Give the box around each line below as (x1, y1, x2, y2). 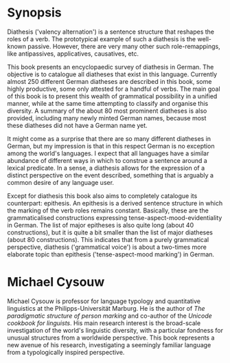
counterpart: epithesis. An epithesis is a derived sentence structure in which (7, 199, 223, 207)
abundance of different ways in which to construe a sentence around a (7, 156, 207, 164)
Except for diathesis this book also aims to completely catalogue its (7, 191, 198, 200)
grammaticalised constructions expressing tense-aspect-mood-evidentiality (7, 213, 222, 221)
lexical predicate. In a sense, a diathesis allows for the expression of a (7, 164, 205, 172)
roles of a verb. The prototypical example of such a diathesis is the (7, 34, 196, 43)
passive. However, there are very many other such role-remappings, (27, 42, 221, 50)
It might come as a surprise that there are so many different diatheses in (7, 134, 211, 142)
